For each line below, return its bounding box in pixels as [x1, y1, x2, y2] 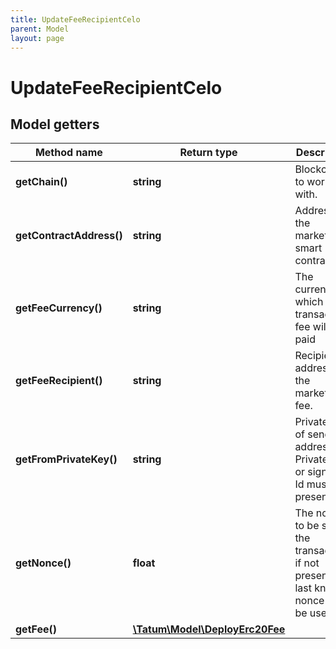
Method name [34, 146, 103, 160]
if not [294, 556, 320, 570]
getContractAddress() [15, 229, 123, 243]
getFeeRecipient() [15, 374, 103, 388]
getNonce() [15, 556, 72, 570]
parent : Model [10, 24, 70, 34]
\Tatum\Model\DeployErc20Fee [132, 622, 286, 636]
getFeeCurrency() [15, 301, 103, 315]
